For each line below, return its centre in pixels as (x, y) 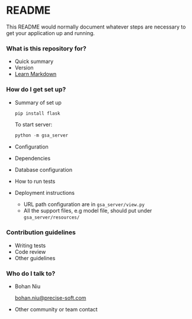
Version (24, 68)
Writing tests (30, 245)
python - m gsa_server (41, 135)
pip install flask (37, 113)
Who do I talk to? (31, 273)
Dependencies (33, 159)
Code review (30, 252)
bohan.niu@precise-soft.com (50, 298)
